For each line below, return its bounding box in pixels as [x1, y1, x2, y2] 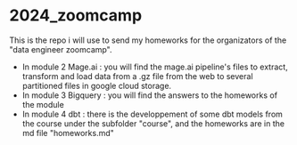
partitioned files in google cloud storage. [21, 80, 172, 91]
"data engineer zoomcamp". [9, 44, 113, 54]
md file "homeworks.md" [21, 127, 114, 138]
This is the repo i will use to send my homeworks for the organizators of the [9, 35, 287, 45]
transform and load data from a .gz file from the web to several [21, 70, 253, 81]
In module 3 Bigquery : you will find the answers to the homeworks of [21, 90, 278, 101]
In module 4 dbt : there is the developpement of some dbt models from [21, 109, 284, 119]
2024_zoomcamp [9, 5, 143, 26]
